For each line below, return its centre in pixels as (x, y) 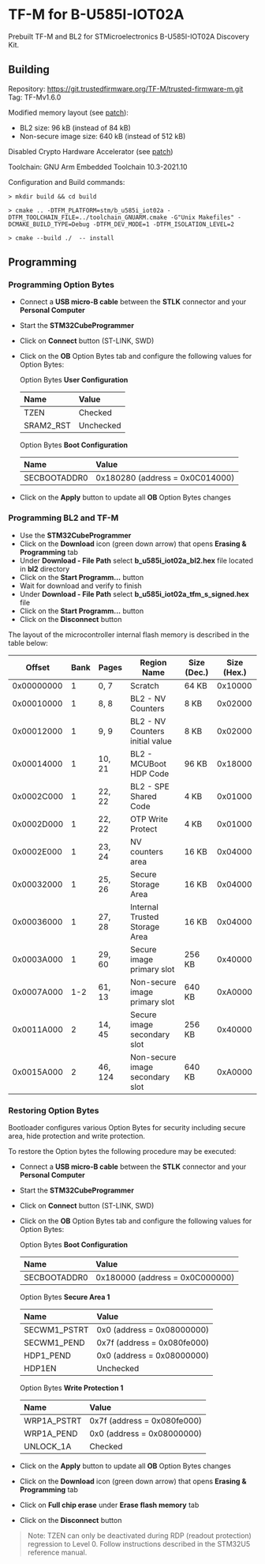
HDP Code (149, 774)
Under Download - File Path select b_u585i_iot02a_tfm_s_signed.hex (134, 594)
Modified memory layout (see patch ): (68, 112)
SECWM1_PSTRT (56, 1330)
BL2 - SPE (149, 786)
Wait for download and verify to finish (80, 586)
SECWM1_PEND (54, 1343)
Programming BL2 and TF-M (63, 518)
